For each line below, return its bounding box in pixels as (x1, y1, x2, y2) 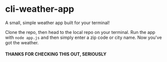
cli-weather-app (5, 3, 74, 15)
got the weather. (5, 39, 39, 45)
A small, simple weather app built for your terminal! (5, 20, 110, 26)
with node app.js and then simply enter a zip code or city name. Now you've (5, 34, 162, 40)
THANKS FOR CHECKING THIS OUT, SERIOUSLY (5, 51, 107, 57)
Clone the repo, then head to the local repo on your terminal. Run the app (5, 29, 156, 35)
